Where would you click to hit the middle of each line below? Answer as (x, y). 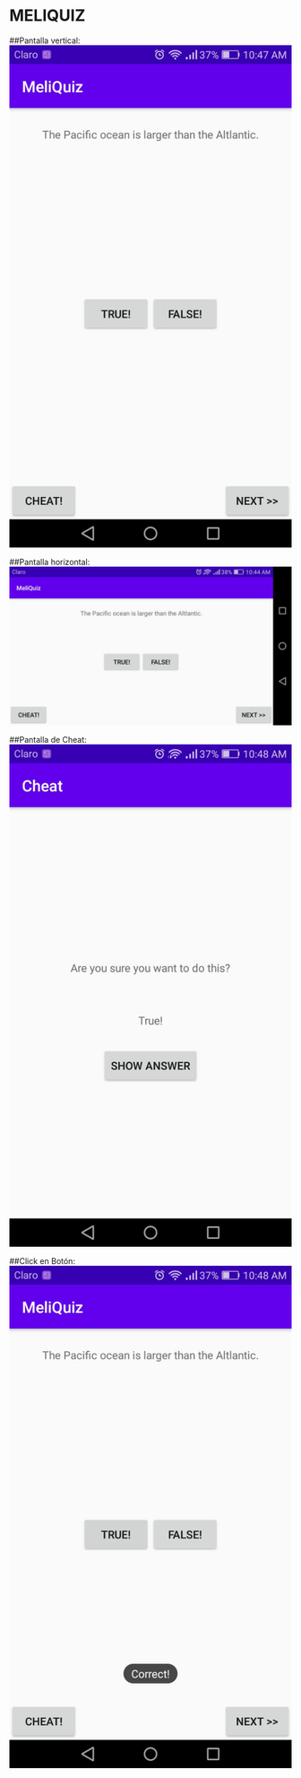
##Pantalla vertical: (45, 40)
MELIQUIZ (47, 16)
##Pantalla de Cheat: (48, 740)
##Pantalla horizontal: (50, 562)
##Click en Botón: (43, 1261)
